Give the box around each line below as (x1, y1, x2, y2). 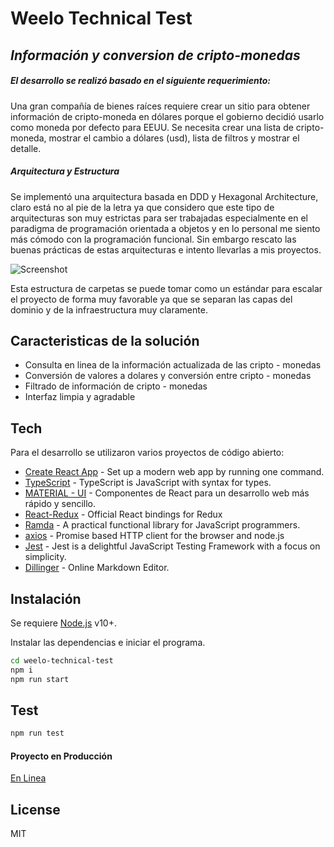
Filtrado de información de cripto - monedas (24, 380, 208, 392)
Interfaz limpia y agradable (24, 391, 136, 403)
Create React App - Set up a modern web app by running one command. (24, 466, 325, 478)
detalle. (10, 142, 42, 154)
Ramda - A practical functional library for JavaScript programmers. (24, 519, 301, 531)
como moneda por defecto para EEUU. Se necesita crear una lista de (10, 121, 294, 133)
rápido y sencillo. (24, 498, 97, 510)
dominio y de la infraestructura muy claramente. (10, 303, 208, 316)
